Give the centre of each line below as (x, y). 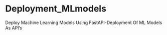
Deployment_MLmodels (56, 9)
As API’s (14, 27)
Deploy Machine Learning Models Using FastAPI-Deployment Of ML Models (84, 22)
